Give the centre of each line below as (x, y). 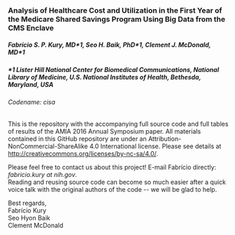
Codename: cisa (31, 102)
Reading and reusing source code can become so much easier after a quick (117, 182)
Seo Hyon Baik (29, 218)
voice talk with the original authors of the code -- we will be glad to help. (113, 189)
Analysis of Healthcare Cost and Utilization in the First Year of (115, 10)
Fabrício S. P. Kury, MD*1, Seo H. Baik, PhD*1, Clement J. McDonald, (109, 45)
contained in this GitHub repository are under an (77, 138)
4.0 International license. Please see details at (155, 146)
